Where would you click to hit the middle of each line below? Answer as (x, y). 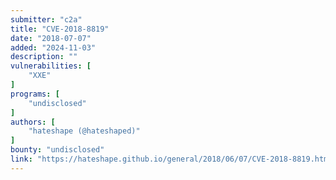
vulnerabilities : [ (51, 66)
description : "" (44, 57)
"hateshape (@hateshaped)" (84, 131)
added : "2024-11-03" (53, 47)
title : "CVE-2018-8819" (60, 29)
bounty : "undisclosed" (57, 150)
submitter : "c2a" (46, 19)
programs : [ (35, 94)
